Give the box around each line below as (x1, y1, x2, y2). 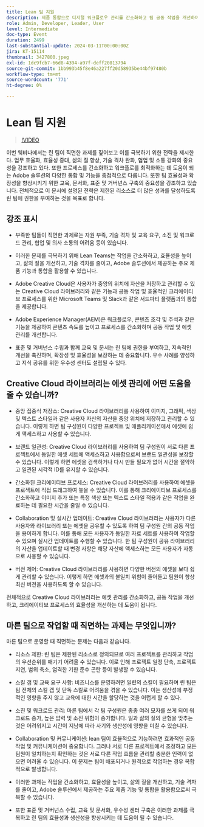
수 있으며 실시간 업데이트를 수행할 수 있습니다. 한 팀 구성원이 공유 (15, 537, 169, 544)
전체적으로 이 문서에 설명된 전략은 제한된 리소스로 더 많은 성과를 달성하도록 (19, 187, 196, 194)
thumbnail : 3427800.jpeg (6, 54, 69, 60)
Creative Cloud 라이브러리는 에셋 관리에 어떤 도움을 (6, 378, 191, 389)
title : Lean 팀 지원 (6, 9, 55, 15)
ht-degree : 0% (6, 83, 42, 89)
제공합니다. (21, 302, 49, 310)
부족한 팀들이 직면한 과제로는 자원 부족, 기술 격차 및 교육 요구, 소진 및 (15, 231, 178, 238)
